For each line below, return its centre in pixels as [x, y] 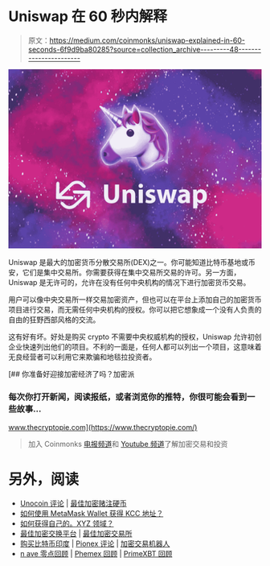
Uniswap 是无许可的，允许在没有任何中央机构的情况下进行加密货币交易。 [129, 283]
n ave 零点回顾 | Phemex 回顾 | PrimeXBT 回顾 [96, 553]
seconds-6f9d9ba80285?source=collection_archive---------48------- [144, 49]
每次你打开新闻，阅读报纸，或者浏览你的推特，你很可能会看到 [128, 397]
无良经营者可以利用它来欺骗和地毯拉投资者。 [82, 357]
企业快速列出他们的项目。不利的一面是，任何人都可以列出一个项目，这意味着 [135, 347]
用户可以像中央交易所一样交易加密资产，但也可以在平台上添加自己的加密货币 [135, 300]
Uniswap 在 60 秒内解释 [88, 17]
